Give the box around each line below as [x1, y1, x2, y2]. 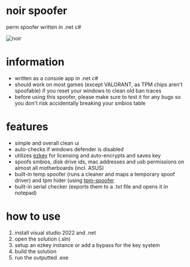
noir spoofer [6, 4, 67, 18]
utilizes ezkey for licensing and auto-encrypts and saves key [14, 152, 161, 159]
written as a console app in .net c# [14, 74, 99, 81]
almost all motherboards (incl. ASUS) [14, 164, 104, 171]
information [6, 56, 65, 69]
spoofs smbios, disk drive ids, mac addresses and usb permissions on [14, 158, 185, 165]
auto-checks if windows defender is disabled [14, 145, 124, 153]
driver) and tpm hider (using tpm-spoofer [14, 177, 114, 184]
